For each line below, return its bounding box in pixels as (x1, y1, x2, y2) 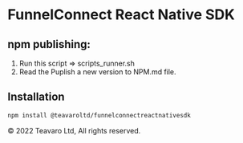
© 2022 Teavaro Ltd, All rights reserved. (7, 125, 141, 135)
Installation (7, 90, 65, 104)
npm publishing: (7, 38, 91, 51)
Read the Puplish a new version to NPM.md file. (18, 67, 177, 77)
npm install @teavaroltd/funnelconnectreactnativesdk (7, 111, 192, 119)
